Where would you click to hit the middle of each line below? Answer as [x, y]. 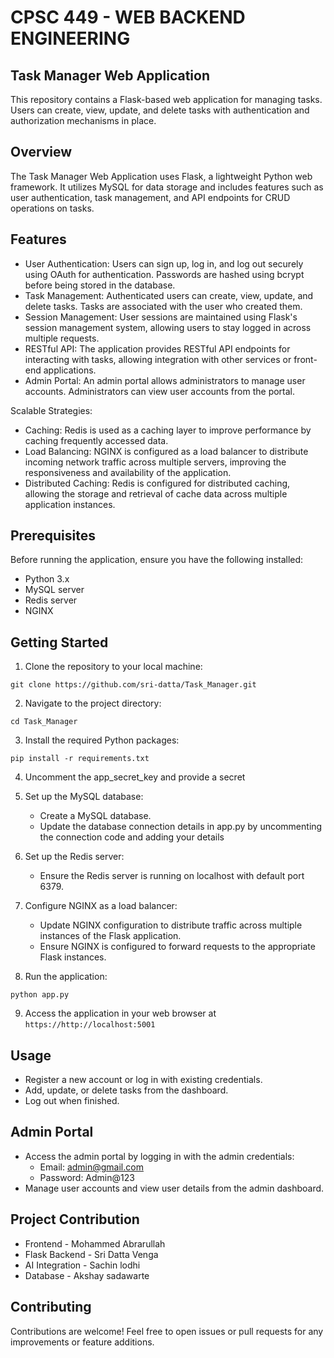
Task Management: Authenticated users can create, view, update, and [169, 295]
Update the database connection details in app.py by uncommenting [181, 827]
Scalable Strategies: [51, 410]
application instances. [70, 504]
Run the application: [66, 977]
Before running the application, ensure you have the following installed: [157, 560]
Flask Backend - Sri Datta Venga [91, 1254]
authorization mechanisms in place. [83, 120]
